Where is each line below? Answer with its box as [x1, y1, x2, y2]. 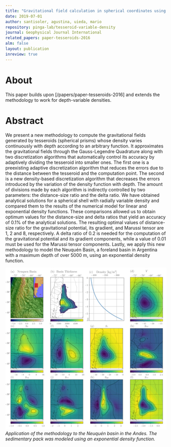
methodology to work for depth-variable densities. [5, 97, 112, 103]
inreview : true [5, 51, 38, 57]
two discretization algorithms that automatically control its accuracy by [5, 154, 155, 160]
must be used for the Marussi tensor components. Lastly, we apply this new [5, 241, 165, 247]
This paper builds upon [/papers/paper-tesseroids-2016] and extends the [5, 91, 160, 98]
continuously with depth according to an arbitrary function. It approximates [5, 143, 164, 149]
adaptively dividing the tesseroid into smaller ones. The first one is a [5, 159, 149, 165]
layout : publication [5, 46, 50, 51]
